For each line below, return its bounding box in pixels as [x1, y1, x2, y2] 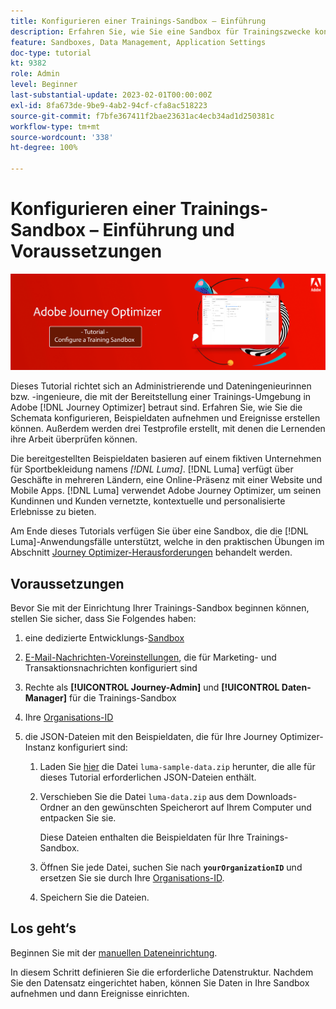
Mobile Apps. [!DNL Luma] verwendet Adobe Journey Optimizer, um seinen [10, 485, 322, 497]
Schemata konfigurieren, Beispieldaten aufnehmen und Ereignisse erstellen [10, 412, 321, 424]
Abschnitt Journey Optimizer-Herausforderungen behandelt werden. [10, 546, 293, 559]
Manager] [24, 691, 67, 704]
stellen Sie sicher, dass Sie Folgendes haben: [10, 612, 197, 624]
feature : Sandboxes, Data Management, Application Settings [10, 37, 267, 47]
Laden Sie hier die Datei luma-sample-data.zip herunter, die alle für [39, 760, 316, 772]
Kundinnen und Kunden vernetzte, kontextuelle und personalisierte [10, 495, 286, 507]
